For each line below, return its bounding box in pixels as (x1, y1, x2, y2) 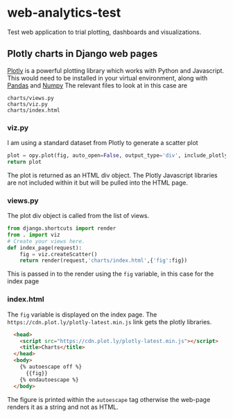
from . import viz (7, 231, 60, 238)
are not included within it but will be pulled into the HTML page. (7, 178, 189, 187)
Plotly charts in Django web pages (7, 48, 158, 60)
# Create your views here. (7, 237, 85, 244)
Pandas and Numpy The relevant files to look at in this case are (7, 81, 188, 90)
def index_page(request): (7, 244, 82, 251)
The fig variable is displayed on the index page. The (7, 310, 157, 319)
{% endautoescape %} (19, 376, 79, 383)
